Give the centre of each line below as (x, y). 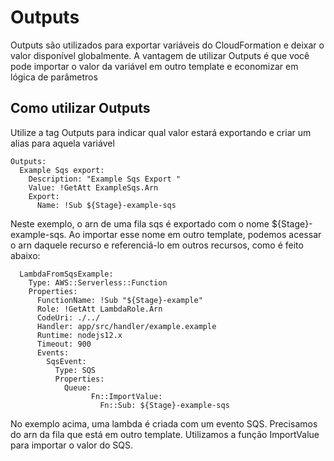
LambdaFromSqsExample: (66, 274)
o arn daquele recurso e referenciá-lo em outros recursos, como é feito (157, 245)
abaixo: (25, 255)
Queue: (77, 387)
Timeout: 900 (64, 344)
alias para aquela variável (62, 143)
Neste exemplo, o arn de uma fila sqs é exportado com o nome (140, 223)
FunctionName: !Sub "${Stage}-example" (119, 300)
